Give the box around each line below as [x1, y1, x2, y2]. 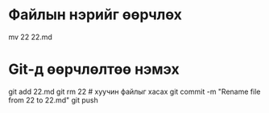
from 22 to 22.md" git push [8, 95, 99, 105]
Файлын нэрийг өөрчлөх [8, 6, 183, 24]
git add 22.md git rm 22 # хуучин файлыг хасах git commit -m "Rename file [8, 87, 261, 96]
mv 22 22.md [8, 32, 52, 42]
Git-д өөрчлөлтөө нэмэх [8, 60, 180, 79]
